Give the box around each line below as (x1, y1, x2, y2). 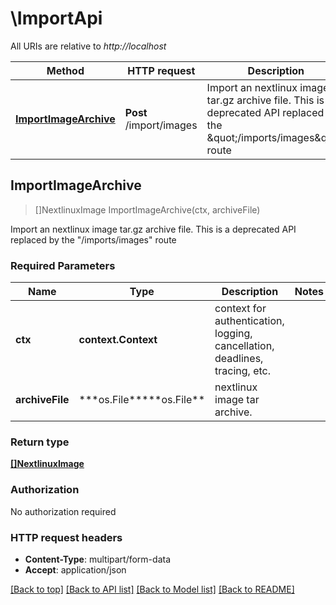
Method (46, 63, 85, 77)
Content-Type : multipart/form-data (24, 553, 172, 565)
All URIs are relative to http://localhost (10, 40, 167, 52)
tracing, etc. (214, 364, 271, 378)
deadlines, (214, 352, 264, 366)
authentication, (214, 314, 285, 328)
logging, (214, 327, 253, 341)
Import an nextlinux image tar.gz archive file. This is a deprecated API (10, 223, 297, 235)
